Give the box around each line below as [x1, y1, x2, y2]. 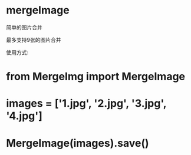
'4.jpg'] [6, 110, 43, 123]
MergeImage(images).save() [6, 136, 149, 150]
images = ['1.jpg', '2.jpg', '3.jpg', [6, 97, 167, 110]
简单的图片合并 [6, 24, 42, 31]
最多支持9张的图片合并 [6, 36, 61, 43]
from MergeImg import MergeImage [6, 70, 186, 83]
